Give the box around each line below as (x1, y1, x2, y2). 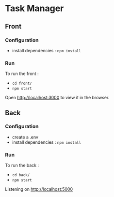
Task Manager (5, 3, 64, 14)
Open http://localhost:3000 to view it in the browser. (5, 95, 110, 101)
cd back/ (12, 173, 30, 178)
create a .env (12, 134, 39, 140)
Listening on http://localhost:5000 (5, 186, 73, 192)
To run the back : (5, 163, 39, 168)
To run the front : (5, 71, 39, 76)
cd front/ (12, 81, 33, 86)
